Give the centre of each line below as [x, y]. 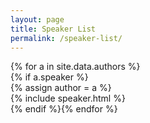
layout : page [37, 19]
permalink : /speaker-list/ [66, 38]
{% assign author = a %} [61, 88]
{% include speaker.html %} [68, 98]
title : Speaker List [53, 29]
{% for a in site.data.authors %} [75, 67]
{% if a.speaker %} [49, 77]
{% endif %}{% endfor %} [64, 109]
